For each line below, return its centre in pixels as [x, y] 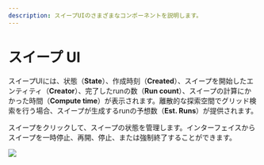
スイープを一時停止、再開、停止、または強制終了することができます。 [122, 137]
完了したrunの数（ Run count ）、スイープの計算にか [168, 90]
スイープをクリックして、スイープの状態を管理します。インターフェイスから [132, 127]
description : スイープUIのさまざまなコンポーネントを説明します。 [105, 15]
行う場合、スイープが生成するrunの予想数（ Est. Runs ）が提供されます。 [140, 110]
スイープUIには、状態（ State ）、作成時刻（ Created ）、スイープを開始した [128, 81]
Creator [62, 90]
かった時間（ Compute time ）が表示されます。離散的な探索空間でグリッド [129, 101]
